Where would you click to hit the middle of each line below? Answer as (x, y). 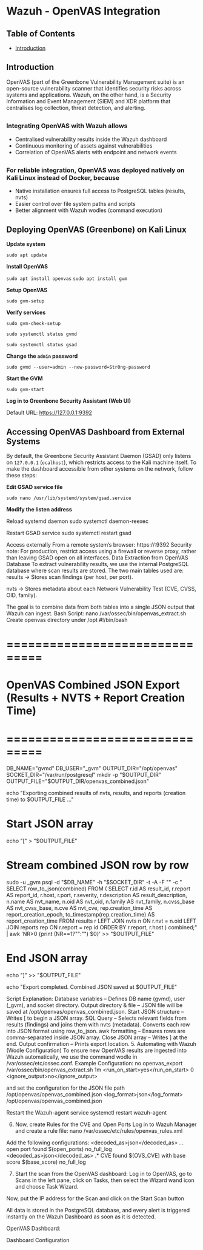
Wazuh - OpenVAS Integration (83, 11)
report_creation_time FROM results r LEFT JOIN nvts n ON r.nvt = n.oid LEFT (101, 921)
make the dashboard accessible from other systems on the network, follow (100, 468)
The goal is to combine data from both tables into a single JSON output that (101, 607)
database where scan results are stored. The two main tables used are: (95, 570)
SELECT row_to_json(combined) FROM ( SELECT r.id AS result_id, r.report (98, 889)
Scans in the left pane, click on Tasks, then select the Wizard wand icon (105, 1180)
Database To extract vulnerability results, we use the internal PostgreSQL (98, 564)
